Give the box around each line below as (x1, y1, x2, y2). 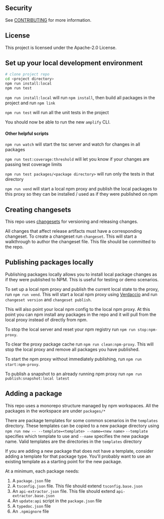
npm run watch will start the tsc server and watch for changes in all (5, 141, 140, 147)
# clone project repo (5, 72, 50, 77)
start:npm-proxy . (5, 361, 40, 367)
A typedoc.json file (12, 503, 51, 509)
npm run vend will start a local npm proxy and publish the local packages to (5, 186, 157, 192)
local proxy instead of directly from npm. (5, 316, 88, 323)
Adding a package (5, 389, 62, 398)
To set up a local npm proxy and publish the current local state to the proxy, (5, 286, 159, 292)
